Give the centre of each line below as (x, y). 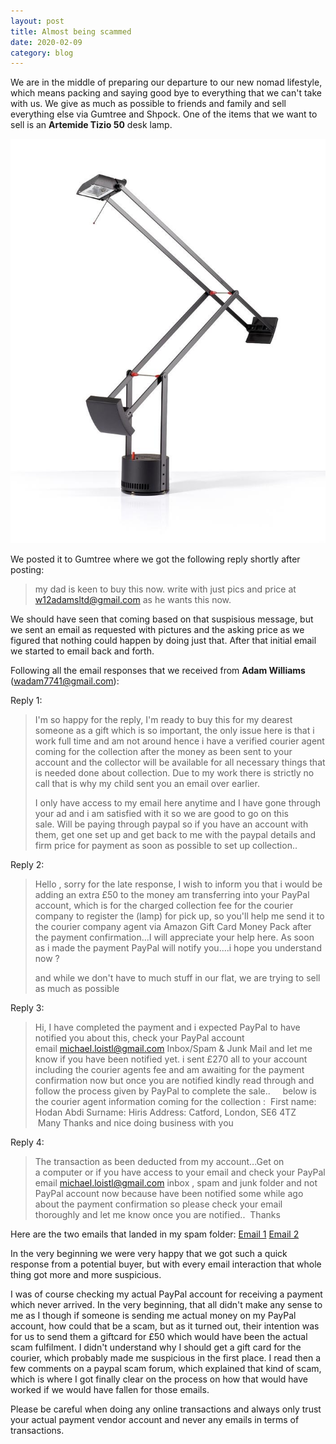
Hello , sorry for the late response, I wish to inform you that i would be (178, 884)
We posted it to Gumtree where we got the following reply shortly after (155, 559)
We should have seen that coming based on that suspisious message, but (162, 619)
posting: (27, 570)
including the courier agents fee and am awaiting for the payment (169, 1070)
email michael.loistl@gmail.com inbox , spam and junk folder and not (176, 1183)
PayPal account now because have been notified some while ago (169, 1194)
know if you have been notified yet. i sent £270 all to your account (171, 1059)
